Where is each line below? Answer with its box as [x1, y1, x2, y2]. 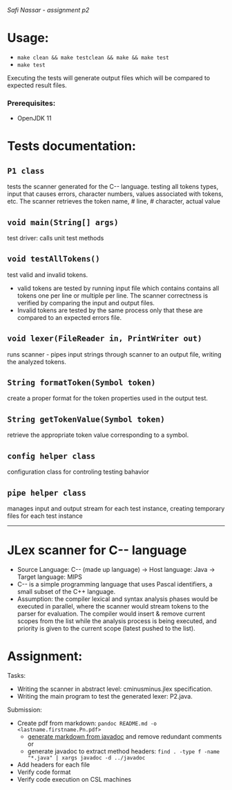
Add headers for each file [17, 760, 90, 769]
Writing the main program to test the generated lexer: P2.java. [17, 692, 193, 700]
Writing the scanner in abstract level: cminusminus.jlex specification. [17, 685, 213, 693]
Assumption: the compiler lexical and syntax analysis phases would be [17, 595, 218, 603]
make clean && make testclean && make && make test [17, 54, 169, 61]
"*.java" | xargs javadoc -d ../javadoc [27, 754, 146, 761]
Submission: [7, 706, 43, 714]
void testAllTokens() [7, 254, 100, 264]
